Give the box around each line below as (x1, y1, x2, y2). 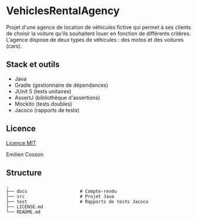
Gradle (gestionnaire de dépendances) (14, 81, 109, 88)
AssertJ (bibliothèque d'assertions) (14, 94, 101, 101)
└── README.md (6, 209, 41, 215)
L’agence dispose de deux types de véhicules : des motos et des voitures (6, 36, 184, 43)
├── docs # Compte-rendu (6, 189, 117, 195)
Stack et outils (6, 60, 60, 70)
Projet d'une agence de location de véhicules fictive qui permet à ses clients (6, 24, 191, 31)
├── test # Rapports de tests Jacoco (6, 199, 149, 205)
